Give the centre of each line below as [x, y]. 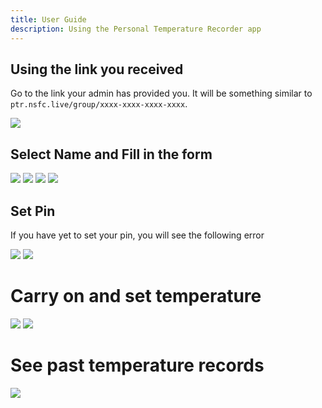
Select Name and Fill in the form [111, 154]
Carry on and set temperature [136, 296]
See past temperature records [137, 365]
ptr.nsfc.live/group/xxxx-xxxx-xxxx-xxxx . [99, 104]
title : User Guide [48, 19]
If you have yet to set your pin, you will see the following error [137, 235]
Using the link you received [97, 69]
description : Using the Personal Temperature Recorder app [136, 29]
